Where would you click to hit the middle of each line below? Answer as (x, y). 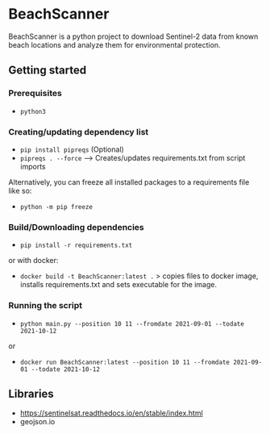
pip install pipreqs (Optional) (72, 149)
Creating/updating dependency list (79, 131)
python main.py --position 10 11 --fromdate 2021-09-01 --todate (132, 323)
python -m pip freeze (56, 207)
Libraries (31, 393)
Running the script (46, 306)
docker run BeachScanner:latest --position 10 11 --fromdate (125, 362)
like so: (20, 190)
